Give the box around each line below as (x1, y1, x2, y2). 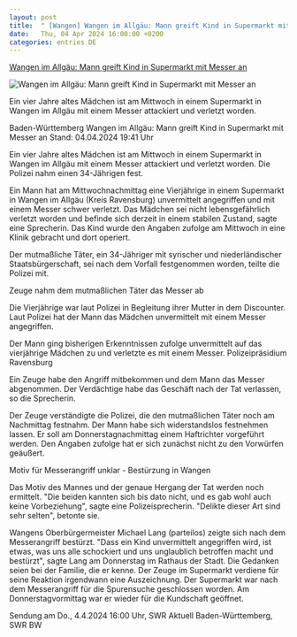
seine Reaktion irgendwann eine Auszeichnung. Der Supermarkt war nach (9, 574, 278, 585)
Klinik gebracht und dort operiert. (9, 232, 131, 243)
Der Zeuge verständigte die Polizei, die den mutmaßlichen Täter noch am (9, 411, 276, 421)
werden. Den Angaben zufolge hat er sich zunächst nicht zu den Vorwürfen (9, 439, 285, 449)
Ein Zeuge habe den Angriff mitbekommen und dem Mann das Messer (9, 374, 265, 385)
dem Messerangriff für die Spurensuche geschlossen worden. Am (9, 584, 250, 595)
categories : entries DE (9, 37, 97, 47)
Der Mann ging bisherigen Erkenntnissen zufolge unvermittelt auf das (9, 338, 263, 349)
